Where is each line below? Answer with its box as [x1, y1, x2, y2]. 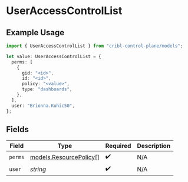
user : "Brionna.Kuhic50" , [11, 103, 75, 109]
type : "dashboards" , [21, 86, 72, 92]
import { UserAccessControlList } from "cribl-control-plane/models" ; [6, 43, 183, 49]
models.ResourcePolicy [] [29, 153, 100, 161]
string [29, 165, 46, 173]
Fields [6, 124, 29, 134]
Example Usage [6, 28, 65, 38]
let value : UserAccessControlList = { [6, 53, 101, 59]
